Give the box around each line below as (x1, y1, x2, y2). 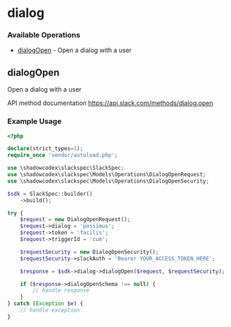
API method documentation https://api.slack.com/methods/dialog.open (7, 99, 213, 107)
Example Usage (7, 116, 62, 126)
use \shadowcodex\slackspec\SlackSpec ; (7, 164, 125, 172)
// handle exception (20, 307, 80, 314)
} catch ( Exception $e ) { (7, 300, 83, 307)
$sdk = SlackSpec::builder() (7, 190, 93, 197)
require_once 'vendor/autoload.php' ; (7, 152, 118, 159)
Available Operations (7, 30, 81, 40)
